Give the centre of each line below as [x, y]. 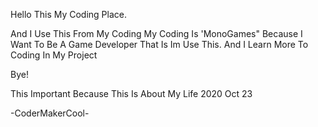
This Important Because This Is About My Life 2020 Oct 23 [131, 93]
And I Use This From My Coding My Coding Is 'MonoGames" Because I [156, 33]
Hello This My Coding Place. [68, 14]
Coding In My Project [54, 55]
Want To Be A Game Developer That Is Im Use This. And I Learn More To [159, 44]
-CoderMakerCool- [50, 113]
